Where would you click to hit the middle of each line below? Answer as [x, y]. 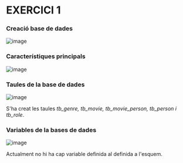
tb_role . [15, 115]
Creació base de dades [40, 29]
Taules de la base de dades [45, 84]
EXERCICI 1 [33, 10]
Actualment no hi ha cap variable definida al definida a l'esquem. [84, 154]
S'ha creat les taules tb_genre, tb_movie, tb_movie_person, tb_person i [91, 108]
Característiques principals [46, 56]
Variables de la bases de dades [51, 130]
